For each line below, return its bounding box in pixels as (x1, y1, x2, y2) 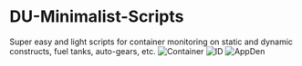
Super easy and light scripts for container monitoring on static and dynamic (9, 36, 294, 47)
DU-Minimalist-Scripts (9, 6, 184, 27)
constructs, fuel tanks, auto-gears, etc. (9, 45, 157, 56)
